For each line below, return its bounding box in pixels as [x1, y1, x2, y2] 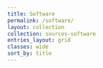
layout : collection [7, 23, 65, 30]
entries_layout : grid [7, 37, 71, 44]
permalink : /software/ [7, 17, 74, 24]
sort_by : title [7, 50, 52, 57]
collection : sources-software [7, 30, 97, 38]
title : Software [7, 10, 55, 18]
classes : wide [7, 43, 49, 50]
